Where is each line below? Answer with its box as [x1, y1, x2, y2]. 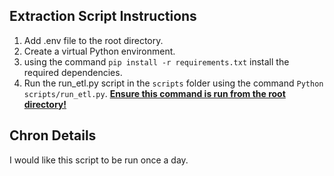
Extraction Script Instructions [9, 8, 197, 25]
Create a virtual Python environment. [23, 45, 176, 57]
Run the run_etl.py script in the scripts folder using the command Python [23, 77, 324, 89]
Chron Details [9, 127, 97, 144]
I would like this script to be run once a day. [9, 154, 189, 166]
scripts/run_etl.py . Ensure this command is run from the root [23, 87, 286, 99]
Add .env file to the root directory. [23, 34, 164, 46]
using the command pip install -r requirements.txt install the [23, 55, 290, 68]
